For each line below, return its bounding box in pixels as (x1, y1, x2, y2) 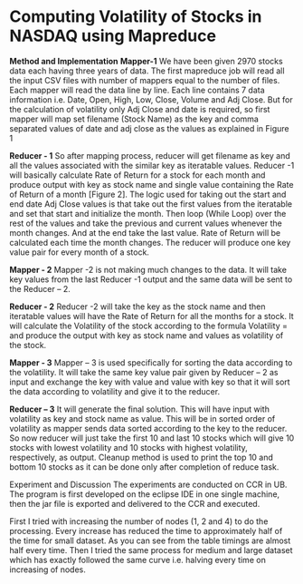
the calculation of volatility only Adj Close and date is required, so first (9, 103, 270, 114)
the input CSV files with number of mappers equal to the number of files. (9, 74, 280, 85)
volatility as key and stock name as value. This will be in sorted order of (9, 413, 276, 423)
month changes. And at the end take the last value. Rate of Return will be (9, 227, 281, 238)
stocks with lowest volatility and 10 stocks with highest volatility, (9, 442, 249, 453)
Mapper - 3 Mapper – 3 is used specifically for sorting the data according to (9, 356, 293, 368)
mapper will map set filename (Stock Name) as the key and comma (9, 113, 260, 124)
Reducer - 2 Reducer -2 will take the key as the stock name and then (9, 301, 266, 312)
